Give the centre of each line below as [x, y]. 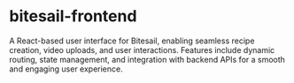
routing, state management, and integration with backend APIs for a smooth [147, 59]
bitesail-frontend [73, 16]
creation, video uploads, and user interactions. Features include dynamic [142, 49]
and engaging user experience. [66, 69]
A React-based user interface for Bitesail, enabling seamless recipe [132, 41]
